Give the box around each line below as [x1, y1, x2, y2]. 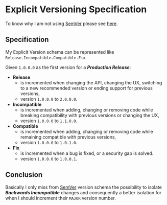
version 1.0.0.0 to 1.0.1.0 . [20, 139, 78, 145]
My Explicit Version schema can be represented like [5, 49, 114, 55]
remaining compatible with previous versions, [20, 134, 116, 140]
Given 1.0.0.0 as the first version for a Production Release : [5, 64, 131, 70]
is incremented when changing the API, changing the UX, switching [20, 79, 162, 85]
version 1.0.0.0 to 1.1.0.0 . [20, 118, 78, 124]
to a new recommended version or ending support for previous [20, 85, 153, 91]
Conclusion [5, 170, 43, 179]
